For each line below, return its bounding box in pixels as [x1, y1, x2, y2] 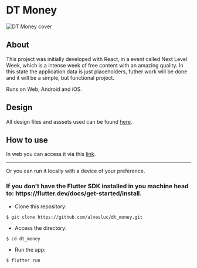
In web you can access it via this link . [6, 151, 96, 158]
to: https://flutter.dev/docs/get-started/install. [6, 189, 142, 198]
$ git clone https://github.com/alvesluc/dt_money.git [6, 214, 143, 220]
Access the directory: [14, 224, 67, 232]
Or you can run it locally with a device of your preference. [6, 168, 145, 175]
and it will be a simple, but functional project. [6, 74, 114, 81]
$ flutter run [6, 257, 41, 263]
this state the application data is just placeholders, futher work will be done [6, 68, 188, 75]
